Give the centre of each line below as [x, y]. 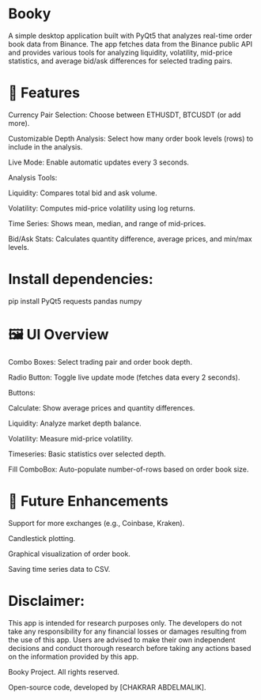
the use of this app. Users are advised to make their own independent [122, 639]
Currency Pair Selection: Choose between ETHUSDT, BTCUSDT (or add [125, 115]
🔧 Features [44, 93]
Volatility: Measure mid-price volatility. [70, 438]
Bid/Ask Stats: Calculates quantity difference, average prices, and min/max [130, 239]
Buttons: [22, 392]
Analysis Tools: [33, 177]
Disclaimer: [47, 601]
